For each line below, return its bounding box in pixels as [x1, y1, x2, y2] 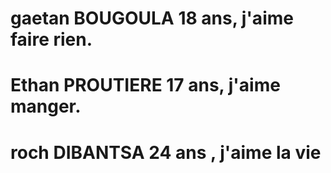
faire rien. [10, 28, 93, 51]
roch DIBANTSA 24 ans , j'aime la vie [10, 141, 322, 164]
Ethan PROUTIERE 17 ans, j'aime [10, 74, 281, 97]
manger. [10, 95, 82, 118]
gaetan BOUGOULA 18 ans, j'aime [10, 7, 294, 30]
